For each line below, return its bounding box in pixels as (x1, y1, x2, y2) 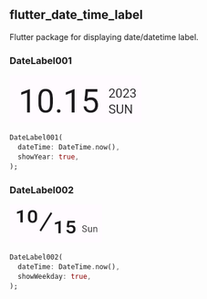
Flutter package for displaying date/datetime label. (9, 31, 199, 42)
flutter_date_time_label (9, 7, 143, 23)
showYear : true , (17, 152, 79, 161)
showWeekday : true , (17, 272, 92, 281)
